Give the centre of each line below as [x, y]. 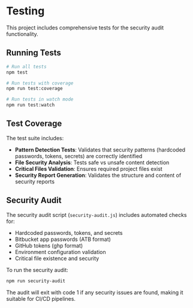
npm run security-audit [36, 281]
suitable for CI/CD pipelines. [41, 298]
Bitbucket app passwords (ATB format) [63, 239]
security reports [35, 182]
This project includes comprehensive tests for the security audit [85, 28]
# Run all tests [26, 67]
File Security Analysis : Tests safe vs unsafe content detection [92, 162]
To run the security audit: [37, 270]
